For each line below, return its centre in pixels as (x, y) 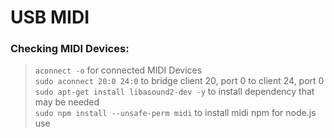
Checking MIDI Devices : (70, 49)
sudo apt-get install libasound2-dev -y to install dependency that (174, 92)
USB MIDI (50, 17)
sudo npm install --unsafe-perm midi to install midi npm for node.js (175, 113)
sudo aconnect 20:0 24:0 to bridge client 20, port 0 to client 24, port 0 (179, 81)
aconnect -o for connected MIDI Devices (118, 70)
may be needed (67, 102)
